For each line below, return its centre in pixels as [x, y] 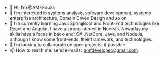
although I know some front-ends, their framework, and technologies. [81, 39]
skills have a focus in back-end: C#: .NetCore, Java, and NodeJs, [77, 34]
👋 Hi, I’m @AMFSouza [32, 8]
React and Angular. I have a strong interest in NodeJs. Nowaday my [79, 29]
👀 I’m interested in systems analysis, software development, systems [80, 13]
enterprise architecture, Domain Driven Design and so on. [69, 18]
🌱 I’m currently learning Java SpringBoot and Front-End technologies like [84, 23]
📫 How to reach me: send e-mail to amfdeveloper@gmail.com [74, 50]
